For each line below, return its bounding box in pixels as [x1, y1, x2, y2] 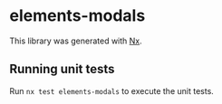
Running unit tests [9, 61, 115, 77]
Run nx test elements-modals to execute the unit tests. [9, 85, 215, 96]
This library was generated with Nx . [9, 35, 142, 46]
